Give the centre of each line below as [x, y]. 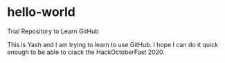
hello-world [42, 12]
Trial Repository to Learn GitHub [53, 31]
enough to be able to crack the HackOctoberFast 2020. [86, 52]
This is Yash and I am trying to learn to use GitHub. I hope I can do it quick [113, 44]
